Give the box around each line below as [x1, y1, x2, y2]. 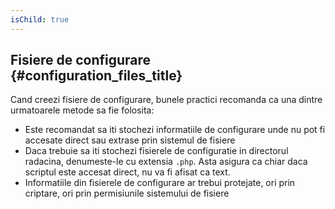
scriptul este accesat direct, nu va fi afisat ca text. [24, 166, 231, 178]
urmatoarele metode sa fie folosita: [10, 104, 155, 116]
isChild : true [10, 14, 70, 25]
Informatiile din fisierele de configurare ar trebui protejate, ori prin [24, 177, 296, 189]
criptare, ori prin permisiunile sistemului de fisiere [24, 187, 230, 200]
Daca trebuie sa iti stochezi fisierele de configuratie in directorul [24, 145, 289, 157]
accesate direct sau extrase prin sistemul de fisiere [24, 134, 236, 146]
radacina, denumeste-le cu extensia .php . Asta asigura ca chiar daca [24, 156, 308, 168]
